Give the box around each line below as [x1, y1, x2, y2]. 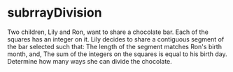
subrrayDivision [7, 5, 103, 21]
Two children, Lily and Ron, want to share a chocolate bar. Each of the [7, 28, 209, 36]
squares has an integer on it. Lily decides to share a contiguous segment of [7, 35, 225, 43]
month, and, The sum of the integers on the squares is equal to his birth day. [7, 50, 227, 58]
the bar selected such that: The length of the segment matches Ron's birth [7, 42, 223, 51]
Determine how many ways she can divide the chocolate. [7, 57, 173, 65]
